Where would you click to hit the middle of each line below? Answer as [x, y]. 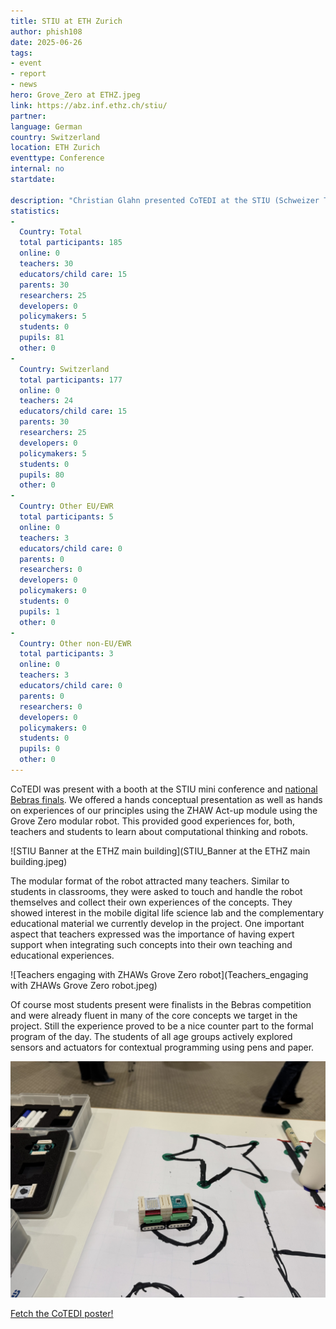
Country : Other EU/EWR [66, 506]
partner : [28, 116]
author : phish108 [46, 31]
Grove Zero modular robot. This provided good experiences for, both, [153, 821]
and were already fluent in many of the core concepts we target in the [154, 1015]
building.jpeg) [39, 861]
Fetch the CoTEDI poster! [62, 1313]
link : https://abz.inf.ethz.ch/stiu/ [89, 105]
